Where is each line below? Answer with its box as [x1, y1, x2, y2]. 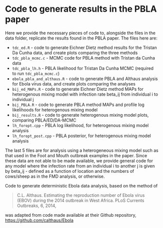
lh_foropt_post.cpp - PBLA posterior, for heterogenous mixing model [12, 133, 151, 139]
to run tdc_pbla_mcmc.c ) [12, 70, 60, 76]
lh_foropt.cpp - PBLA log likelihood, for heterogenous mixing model [12, 122, 149, 128]
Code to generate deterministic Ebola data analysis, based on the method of [5, 183, 158, 188]
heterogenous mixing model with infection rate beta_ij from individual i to [12, 91, 158, 97]
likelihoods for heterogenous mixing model [12, 106, 98, 113]
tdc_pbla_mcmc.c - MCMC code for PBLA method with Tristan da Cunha [12, 55, 155, 61]
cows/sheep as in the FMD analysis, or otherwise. [5, 173, 105, 179]
